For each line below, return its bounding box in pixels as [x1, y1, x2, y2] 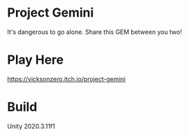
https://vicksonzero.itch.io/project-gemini [7, 75, 126, 83]
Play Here [7, 52, 64, 68]
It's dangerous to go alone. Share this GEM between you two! [7, 28, 182, 36]
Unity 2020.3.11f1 [7, 122, 55, 130]
